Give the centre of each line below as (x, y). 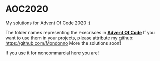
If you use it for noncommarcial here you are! (52, 53)
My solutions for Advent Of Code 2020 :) (48, 23)
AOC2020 (27, 9)
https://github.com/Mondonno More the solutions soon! (63, 43)
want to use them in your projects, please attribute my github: (69, 38)
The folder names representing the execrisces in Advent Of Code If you (80, 32)
